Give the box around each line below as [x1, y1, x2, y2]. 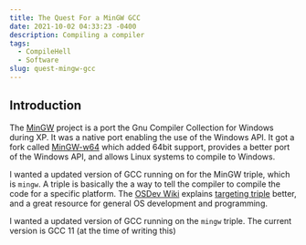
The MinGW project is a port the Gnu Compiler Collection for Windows [9, 122, 274, 133]
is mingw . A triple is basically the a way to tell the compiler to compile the [9, 179, 281, 189]
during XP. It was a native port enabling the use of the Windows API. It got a [9, 131, 295, 142]
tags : [9, 38, 30, 48]
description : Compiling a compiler [9, 30, 145, 39]
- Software [17, 56, 59, 65]
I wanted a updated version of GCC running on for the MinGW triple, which [9, 168, 290, 179]
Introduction [9, 97, 82, 114]
